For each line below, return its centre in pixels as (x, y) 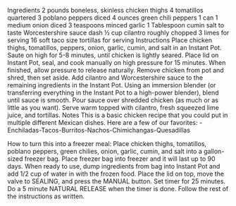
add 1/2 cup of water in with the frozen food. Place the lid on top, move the (116, 174)
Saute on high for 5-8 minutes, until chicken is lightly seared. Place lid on (113, 55)
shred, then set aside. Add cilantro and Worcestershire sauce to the (105, 78)
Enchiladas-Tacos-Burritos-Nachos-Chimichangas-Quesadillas (99, 130)
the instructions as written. (46, 196)
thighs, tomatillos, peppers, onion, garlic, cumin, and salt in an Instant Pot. (114, 48)
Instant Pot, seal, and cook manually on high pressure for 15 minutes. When (117, 62)
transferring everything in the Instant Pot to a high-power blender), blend (113, 92)
